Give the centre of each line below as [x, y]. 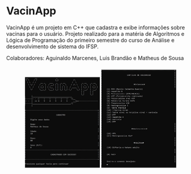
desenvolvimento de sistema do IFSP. [52, 46]
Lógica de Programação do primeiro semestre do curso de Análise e [90, 40]
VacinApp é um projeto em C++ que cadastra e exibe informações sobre [96, 27]
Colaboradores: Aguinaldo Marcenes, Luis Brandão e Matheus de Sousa [95, 58]
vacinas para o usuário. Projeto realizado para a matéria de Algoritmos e [95, 33]
